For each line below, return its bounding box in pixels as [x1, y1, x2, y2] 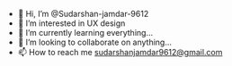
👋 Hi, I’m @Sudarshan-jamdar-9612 [17, 9, 149, 19]
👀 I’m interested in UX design [17, 18, 126, 29]
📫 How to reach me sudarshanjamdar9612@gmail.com [17, 47, 223, 57]
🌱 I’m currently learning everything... [17, 28, 154, 37]
